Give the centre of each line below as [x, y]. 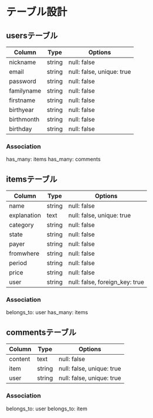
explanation [25, 216]
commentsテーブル [41, 332]
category [21, 225]
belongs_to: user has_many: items [47, 312]
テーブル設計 [37, 12]
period [18, 263]
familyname [25, 91]
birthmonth [24, 119]
